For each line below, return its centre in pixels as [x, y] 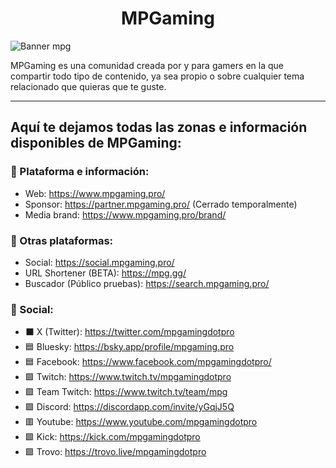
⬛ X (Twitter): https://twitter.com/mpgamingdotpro [129, 332]
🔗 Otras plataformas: [62, 240]
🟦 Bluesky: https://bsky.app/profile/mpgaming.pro [129, 347]
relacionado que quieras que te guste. [88, 86]
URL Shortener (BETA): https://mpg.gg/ [105, 273]
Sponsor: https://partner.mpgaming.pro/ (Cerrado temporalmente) [161, 204]
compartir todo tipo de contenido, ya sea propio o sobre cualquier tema [157, 76]
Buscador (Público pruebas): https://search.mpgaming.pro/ [147, 283]
